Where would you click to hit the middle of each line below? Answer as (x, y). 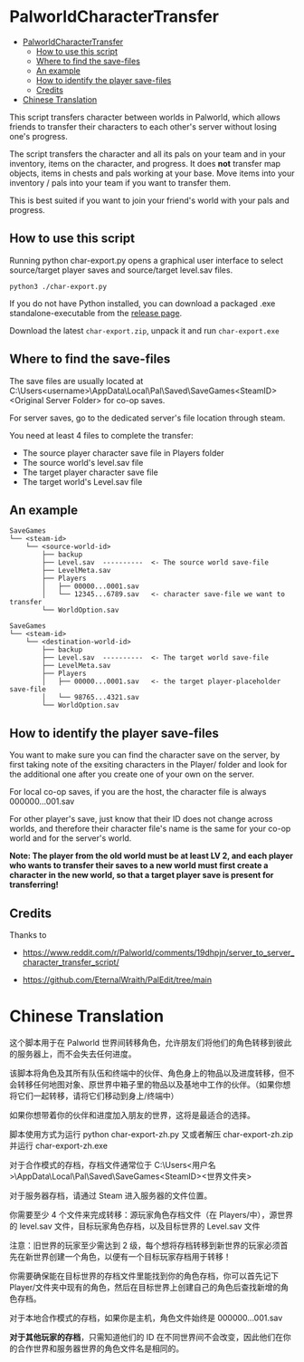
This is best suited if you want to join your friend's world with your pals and (149, 200)
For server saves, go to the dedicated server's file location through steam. (147, 418)
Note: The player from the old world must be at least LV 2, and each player (152, 856)
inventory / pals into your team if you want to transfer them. (120, 182)
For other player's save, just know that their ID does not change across (141, 819)
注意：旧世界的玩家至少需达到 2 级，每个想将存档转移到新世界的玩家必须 (145, 1245)
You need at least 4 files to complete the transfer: (102, 435)
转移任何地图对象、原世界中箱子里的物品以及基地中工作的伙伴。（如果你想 (154, 1084)
